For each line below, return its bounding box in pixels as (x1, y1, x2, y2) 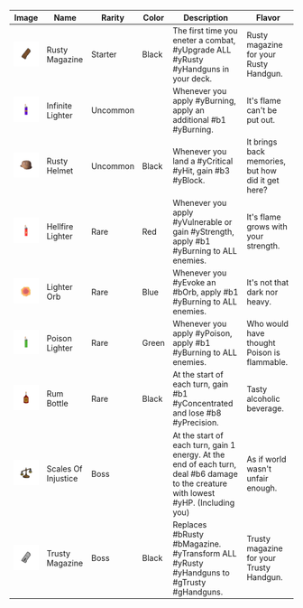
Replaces (172, 519, 207, 529)
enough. (246, 482, 278, 493)
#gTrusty (172, 576, 207, 587)
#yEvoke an (172, 276, 216, 287)
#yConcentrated (172, 398, 234, 409)
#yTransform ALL (172, 547, 237, 558)
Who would (246, 318, 289, 329)
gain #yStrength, (172, 226, 234, 237)
